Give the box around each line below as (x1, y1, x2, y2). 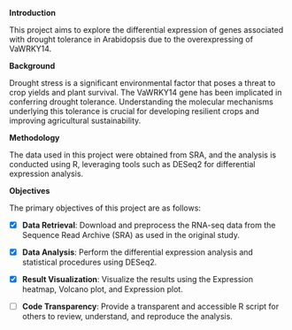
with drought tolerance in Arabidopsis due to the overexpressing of (9, 35, 254, 44)
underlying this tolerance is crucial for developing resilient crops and (9, 106, 259, 116)
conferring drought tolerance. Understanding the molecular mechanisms (9, 96, 274, 107)
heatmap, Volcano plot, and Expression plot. (21, 284, 183, 295)
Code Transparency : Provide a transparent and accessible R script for (21, 301, 280, 312)
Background (9, 61, 56, 71)
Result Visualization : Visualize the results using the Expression (21, 274, 254, 285)
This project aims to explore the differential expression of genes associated (9, 25, 284, 35)
